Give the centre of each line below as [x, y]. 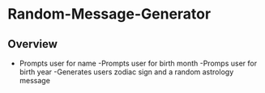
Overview [33, 44]
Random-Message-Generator [109, 14]
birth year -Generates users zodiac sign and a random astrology [126, 72]
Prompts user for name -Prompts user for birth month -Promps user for [138, 63]
